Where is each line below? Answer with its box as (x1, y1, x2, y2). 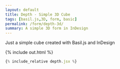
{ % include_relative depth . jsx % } (5, 59, 77, 64)
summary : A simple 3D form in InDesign (5, 26, 88, 31)
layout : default (5, 7, 39, 12)
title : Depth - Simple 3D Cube (5, 12, 70, 17)
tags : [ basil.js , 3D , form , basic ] (5, 16, 77, 21)
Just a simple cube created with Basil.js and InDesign (5, 39, 115, 45)
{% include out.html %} (5, 49, 53, 55)
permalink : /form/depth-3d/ (5, 21, 64, 26)
